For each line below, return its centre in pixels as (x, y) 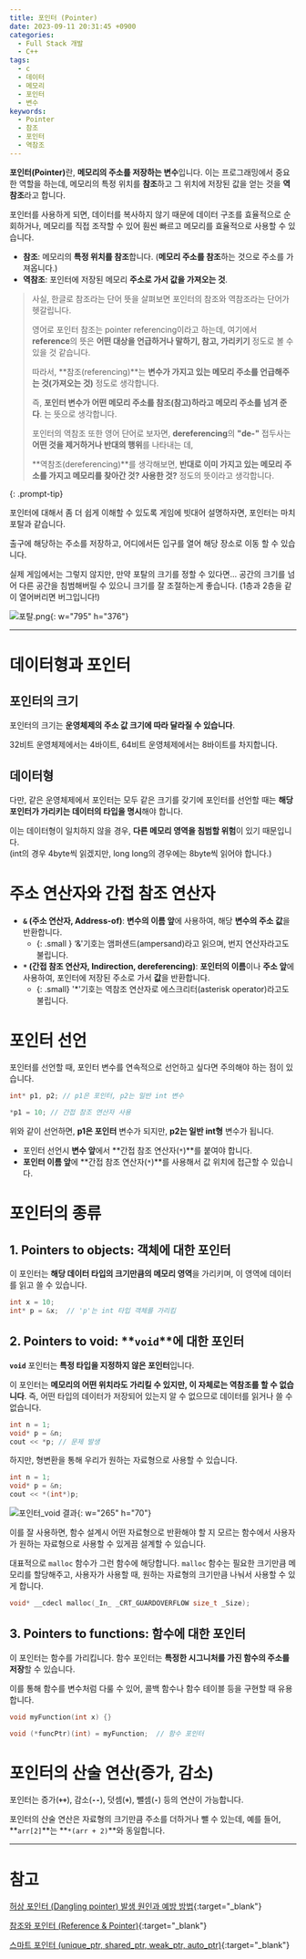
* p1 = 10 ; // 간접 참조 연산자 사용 (71, 1113)
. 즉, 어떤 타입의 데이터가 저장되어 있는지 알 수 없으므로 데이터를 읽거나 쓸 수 (158, 1395)
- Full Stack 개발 (51, 43)
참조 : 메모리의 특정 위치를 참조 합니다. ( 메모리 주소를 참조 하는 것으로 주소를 (153, 256)
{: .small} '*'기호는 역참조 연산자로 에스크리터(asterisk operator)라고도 (163, 989)
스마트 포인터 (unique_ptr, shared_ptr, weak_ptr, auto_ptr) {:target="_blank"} (149, 1945)
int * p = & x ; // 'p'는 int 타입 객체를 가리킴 (92, 1311)
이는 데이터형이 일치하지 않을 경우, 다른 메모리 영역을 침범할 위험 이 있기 (135, 830)
